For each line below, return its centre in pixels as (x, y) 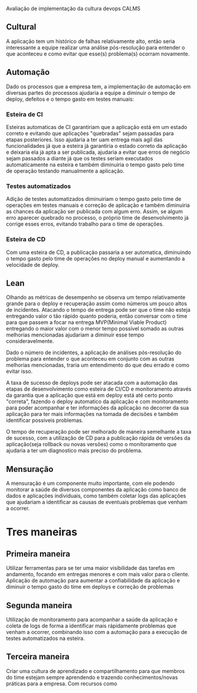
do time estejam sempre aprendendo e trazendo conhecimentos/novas (92, 677)
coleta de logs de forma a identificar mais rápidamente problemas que (91, 626)
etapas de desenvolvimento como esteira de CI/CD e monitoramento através (99, 389)
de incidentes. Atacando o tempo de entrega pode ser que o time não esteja (98, 310)
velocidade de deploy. (33, 265)
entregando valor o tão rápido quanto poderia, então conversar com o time (97, 316)
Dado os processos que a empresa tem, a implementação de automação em (98, 86)
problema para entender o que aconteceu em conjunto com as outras (90, 359)
